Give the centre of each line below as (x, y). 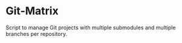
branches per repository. (37, 33)
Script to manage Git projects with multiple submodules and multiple (91, 27)
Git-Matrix (32, 11)
